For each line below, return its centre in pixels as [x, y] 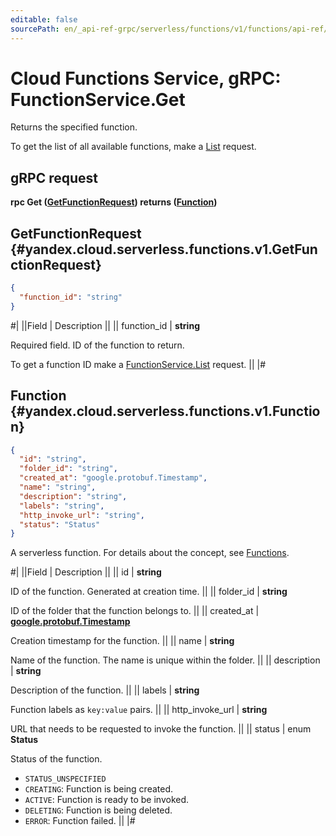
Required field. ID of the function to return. [97, 345]
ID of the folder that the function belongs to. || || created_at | [135, 611]
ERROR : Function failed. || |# [80, 821]
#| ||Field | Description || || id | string [86, 572]
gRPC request [54, 177]
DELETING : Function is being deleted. [98, 810]
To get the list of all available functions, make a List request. [133, 147]
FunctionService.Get [98, 99]
